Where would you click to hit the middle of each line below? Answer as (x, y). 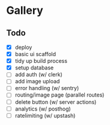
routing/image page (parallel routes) (60, 95)
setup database (34, 68)
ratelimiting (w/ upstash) (45, 115)
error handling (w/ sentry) (47, 88)
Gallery (25, 11)
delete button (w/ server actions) (56, 102)
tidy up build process (41, 61)
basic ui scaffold (35, 54)
